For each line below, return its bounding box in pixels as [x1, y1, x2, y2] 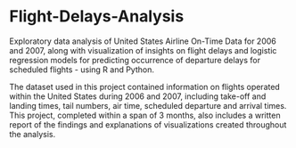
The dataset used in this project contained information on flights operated [9, 81, 281, 92]
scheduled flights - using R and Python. [9, 64, 154, 75]
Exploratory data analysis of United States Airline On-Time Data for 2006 [9, 36, 276, 46]
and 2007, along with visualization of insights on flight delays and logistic [9, 45, 277, 55]
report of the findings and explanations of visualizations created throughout [9, 119, 287, 130]
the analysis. [9, 128, 56, 139]
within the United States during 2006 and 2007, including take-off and [9, 91, 267, 102]
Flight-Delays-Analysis [9, 6, 185, 27]
